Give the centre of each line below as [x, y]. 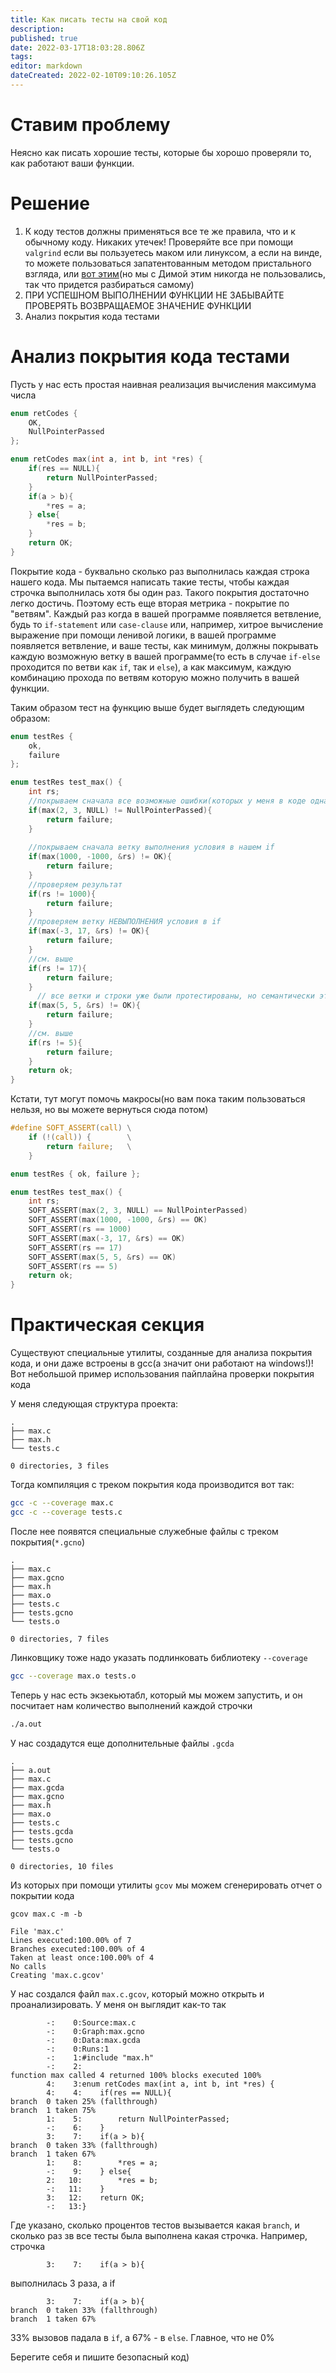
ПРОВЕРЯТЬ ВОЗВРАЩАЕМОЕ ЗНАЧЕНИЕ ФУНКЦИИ [138, 305]
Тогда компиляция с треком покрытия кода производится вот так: [152, 1485]
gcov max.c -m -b [46, 1914]
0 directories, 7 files [60, 1639]
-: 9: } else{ [89, 2171]
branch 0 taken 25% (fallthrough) [84, 2101]
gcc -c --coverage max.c [62, 1503]
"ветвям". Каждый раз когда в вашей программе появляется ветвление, [166, 613]
